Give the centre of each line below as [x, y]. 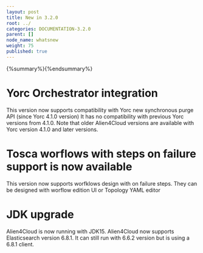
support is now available [69, 167]
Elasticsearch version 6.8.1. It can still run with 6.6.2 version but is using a [98, 238]
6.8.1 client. [20, 244]
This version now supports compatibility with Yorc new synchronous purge [100, 110]
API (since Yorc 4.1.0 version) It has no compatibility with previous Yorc [95, 116]
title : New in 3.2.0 [33, 18]
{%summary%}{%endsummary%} [50, 69]
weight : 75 [20, 46]
